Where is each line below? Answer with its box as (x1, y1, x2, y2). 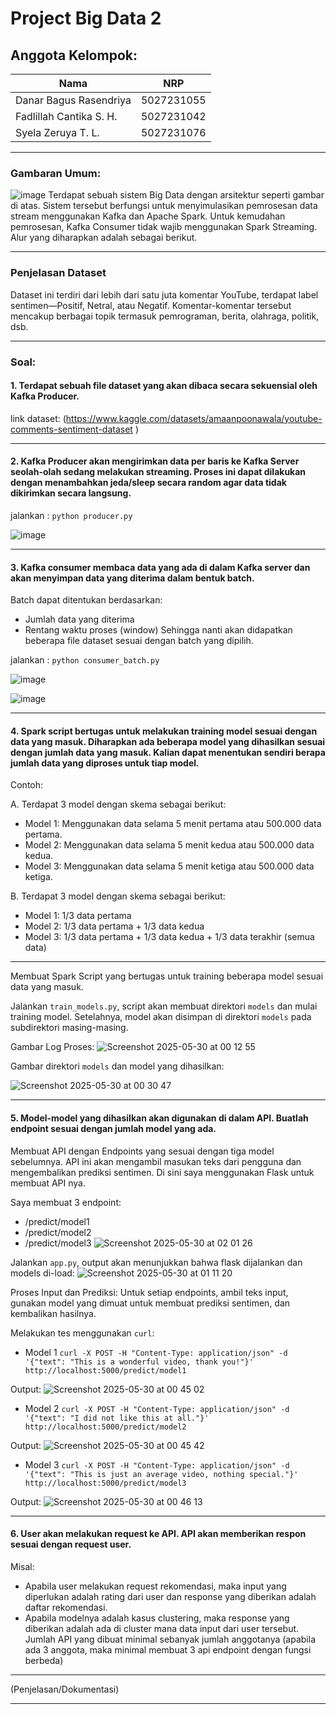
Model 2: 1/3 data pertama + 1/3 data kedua (24, 920, 205, 932)
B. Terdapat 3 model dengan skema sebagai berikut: (10, 890, 226, 902)
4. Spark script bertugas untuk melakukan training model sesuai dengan (10, 725, 318, 737)
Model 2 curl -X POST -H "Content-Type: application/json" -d (24, 1402, 290, 1414)
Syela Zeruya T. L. (15, 126, 100, 139)
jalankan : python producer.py (10, 509, 133, 521)
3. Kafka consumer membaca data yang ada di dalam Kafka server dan (10, 561, 311, 573)
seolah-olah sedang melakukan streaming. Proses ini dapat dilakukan (10, 466, 307, 478)
